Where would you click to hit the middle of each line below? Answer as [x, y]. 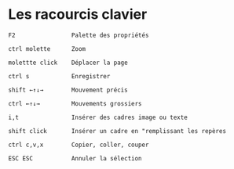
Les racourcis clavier [78, 14]
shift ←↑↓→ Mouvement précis [68, 90]
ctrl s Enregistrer [59, 76]
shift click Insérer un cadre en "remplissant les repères [117, 131]
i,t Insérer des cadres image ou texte [98, 117]
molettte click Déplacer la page [68, 63]
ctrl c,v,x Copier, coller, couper [79, 145]
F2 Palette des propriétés [79, 35]
